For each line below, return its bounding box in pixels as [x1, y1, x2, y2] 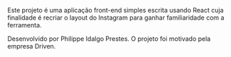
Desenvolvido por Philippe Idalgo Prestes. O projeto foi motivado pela [7, 34, 211, 43]
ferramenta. [7, 21, 42, 29]
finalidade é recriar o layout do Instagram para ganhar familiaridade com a [7, 13, 225, 22]
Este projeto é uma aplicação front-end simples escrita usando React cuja [7, 6, 224, 14]
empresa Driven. [7, 42, 56, 50]
